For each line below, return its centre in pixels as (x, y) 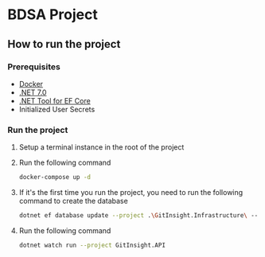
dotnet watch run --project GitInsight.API (92, 245)
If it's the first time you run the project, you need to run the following (131, 193)
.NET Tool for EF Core (55, 100)
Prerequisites (34, 67)
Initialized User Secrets (57, 109)
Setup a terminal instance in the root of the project (101, 147)
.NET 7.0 (33, 92)
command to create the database (73, 201)
